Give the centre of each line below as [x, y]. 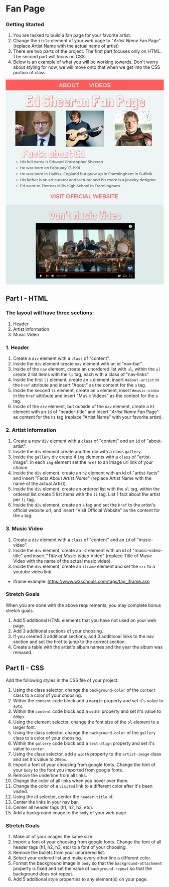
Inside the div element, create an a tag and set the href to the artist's [84, 505]
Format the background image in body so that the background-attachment [88, 863]
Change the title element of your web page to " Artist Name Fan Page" [87, 41]
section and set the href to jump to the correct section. [69, 642]
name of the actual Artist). [40, 484]
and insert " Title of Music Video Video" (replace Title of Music [88, 556]
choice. [21, 468]
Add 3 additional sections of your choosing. [58, 631]
